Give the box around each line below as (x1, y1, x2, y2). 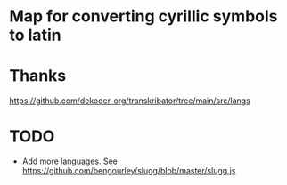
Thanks (9, 66, 67, 86)
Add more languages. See (21, 156, 118, 166)
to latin (9, 25, 61, 45)
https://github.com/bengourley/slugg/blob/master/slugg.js (21, 165, 236, 176)
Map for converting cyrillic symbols (9, 6, 278, 27)
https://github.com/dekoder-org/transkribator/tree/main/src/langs (9, 95, 251, 106)
